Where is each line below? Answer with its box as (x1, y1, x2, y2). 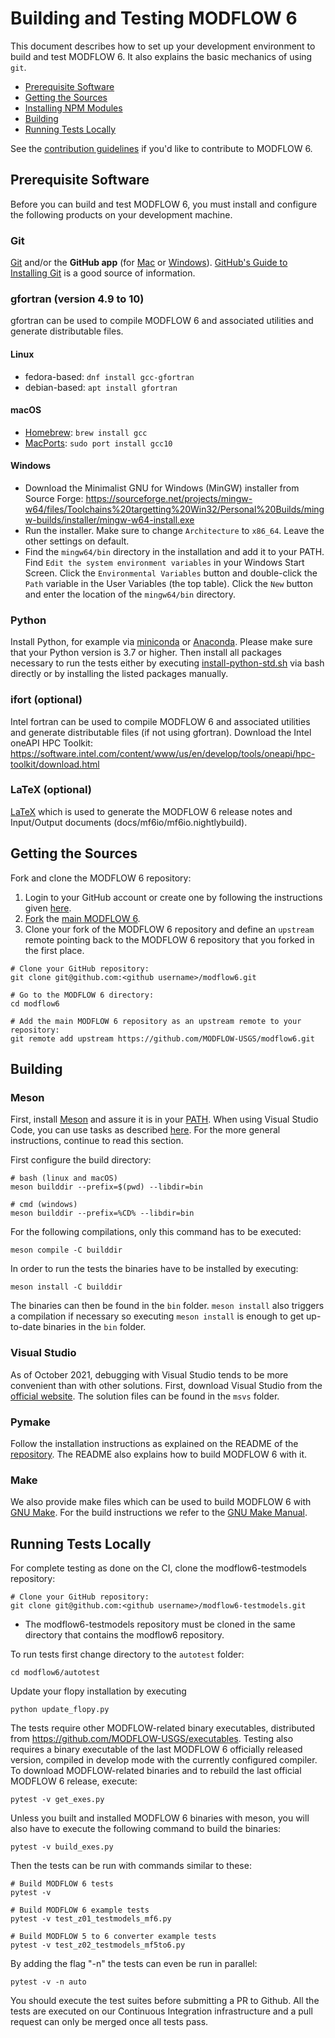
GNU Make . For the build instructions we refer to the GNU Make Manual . (10, 1507, 308, 1519)
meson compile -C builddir (10, 1245, 123, 1256)
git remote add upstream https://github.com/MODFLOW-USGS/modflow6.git (10, 1033, 315, 1044)
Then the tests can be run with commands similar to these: (10, 1860, 252, 1872)
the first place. (24, 944, 85, 956)
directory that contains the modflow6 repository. (24, 1629, 225, 1641)
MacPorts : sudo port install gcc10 (24, 437, 173, 449)
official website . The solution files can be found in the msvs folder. (10, 1390, 280, 1402)
